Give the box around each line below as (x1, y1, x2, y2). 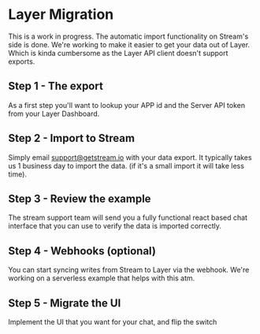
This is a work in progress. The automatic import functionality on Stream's (8, 32, 249, 41)
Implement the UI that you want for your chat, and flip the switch (8, 317, 217, 326)
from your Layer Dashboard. (8, 109, 100, 118)
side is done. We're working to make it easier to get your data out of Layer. (8, 39, 251, 49)
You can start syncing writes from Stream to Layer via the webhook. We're (8, 265, 250, 275)
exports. (8, 57, 35, 66)
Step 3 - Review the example (8, 191, 151, 206)
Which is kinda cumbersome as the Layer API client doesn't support (8, 48, 228, 58)
